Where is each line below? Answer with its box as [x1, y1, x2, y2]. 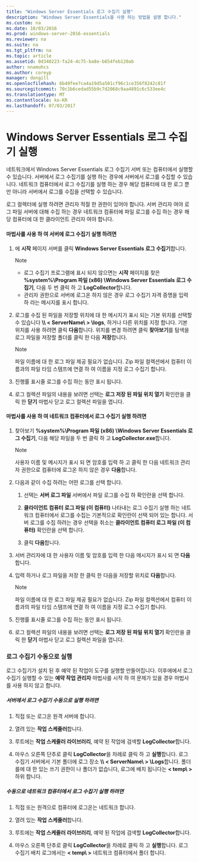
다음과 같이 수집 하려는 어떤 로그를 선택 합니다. [14, 478, 123, 485]
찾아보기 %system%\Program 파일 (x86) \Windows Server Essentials [14, 427, 187, 434]
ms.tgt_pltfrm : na [6, 48, 52, 54]
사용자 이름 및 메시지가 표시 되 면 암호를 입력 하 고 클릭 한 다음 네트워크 [14, 459, 179, 466]
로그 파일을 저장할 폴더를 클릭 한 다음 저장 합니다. [14, 334, 128, 341]
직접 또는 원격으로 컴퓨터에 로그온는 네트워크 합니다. [14, 804, 135, 811]
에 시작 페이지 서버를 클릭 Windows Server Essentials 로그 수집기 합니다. [14, 245, 187, 252]
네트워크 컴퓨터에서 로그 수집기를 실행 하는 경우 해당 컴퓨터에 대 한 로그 [18, 181, 184, 188]
